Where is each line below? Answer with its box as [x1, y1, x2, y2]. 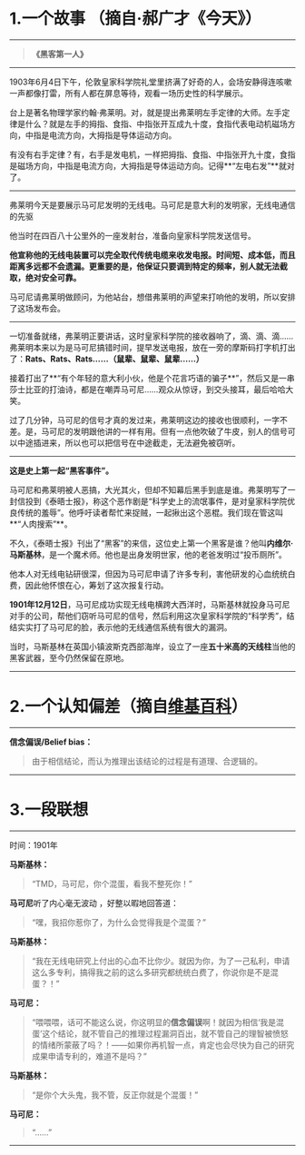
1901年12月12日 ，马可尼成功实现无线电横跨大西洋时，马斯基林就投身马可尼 [9, 598, 290, 609]
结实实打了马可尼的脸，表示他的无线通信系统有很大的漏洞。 [9, 621, 232, 632]
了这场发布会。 [9, 302, 65, 313]
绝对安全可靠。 [25, 271, 82, 282]
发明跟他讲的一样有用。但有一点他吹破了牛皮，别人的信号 [72, 426, 288, 437]
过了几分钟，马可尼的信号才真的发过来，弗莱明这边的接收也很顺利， [9, 414, 264, 425]
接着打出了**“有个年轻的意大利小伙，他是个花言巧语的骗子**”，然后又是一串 [9, 372, 295, 383]
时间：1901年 [9, 839, 58, 850]
